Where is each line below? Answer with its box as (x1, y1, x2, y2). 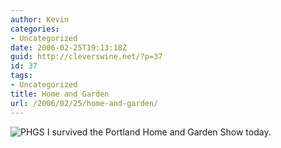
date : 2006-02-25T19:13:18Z (10, 42, 128, 53)
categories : (10, 24, 60, 34)
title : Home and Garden (10, 89, 110, 99)
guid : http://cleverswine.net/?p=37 (10, 52, 163, 62)
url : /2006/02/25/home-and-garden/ (10, 98, 159, 108)
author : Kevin (10, 14, 70, 25)
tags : (10, 71, 33, 81)
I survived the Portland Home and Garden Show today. (46, 126, 272, 138)
